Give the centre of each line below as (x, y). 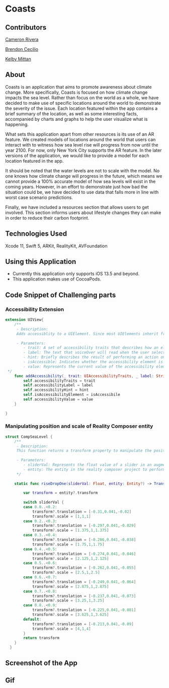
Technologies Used (36, 234)
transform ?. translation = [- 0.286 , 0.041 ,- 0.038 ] (84, 540)
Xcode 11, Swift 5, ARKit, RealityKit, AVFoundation (56, 246)
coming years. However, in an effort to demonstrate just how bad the (76, 186)
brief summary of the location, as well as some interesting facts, (72, 113)
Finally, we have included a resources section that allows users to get (77, 207)
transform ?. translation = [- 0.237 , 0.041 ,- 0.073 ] (84, 596)
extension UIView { (24, 320)
